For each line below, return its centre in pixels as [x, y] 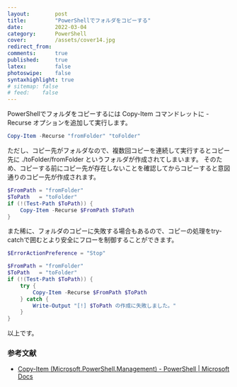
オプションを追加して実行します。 [82, 123]
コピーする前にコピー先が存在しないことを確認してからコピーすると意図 [125, 168]
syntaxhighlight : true [41, 80]
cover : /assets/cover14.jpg [61, 40]
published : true [38, 60]
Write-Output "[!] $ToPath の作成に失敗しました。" [105, 306]
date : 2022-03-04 [47, 27]
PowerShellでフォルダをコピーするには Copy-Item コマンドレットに [106, 114]
